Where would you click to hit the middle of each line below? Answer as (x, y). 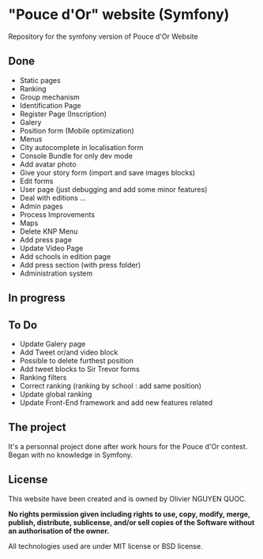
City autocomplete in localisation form (81, 147)
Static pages (40, 80)
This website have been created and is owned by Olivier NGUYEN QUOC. (128, 498)
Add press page (46, 239)
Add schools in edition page (65, 256)
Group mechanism (50, 97)
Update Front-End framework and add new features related (116, 402)
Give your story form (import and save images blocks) (107, 172)
